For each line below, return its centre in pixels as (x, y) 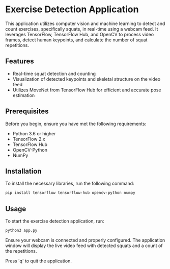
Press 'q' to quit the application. (39, 261)
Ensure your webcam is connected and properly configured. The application (85, 240)
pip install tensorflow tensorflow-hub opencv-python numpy (70, 193)
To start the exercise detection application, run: (55, 221)
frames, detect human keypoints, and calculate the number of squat (76, 40)
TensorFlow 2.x (29, 139)
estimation (24, 95)
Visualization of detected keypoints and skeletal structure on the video (87, 79)
